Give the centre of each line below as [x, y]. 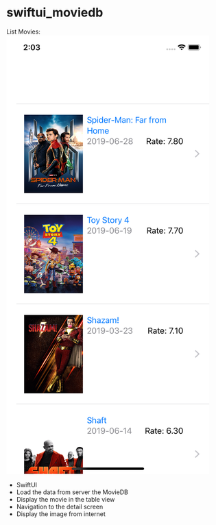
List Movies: [23, 32]
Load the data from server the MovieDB [72, 492]
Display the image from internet [61, 514]
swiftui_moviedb [55, 13]
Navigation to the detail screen [60, 506]
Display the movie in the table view [65, 499]
